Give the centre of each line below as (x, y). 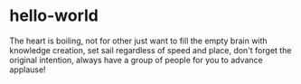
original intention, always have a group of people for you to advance (136, 60)
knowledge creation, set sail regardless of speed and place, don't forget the (150, 50)
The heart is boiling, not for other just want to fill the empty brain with (139, 41)
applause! (28, 70)
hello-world (54, 16)
